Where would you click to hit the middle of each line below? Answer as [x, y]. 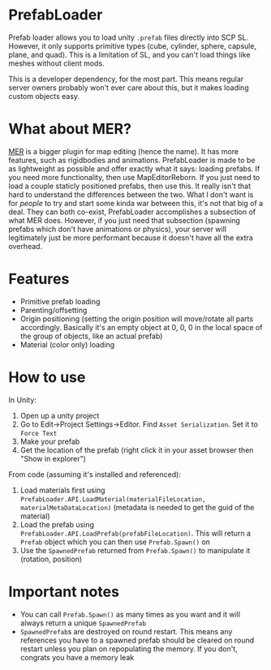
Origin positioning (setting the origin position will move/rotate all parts [137, 319]
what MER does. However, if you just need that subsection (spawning [125, 220]
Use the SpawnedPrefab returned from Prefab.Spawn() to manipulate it [135, 550]
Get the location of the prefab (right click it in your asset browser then [137, 450]
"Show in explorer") [53, 458]
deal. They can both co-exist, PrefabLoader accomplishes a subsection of [132, 212]
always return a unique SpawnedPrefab [83, 623]
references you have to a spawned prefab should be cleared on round [137, 640]
